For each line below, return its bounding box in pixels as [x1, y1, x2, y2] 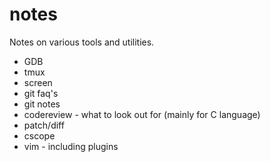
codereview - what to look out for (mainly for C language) [23, 108, 261, 120]
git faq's [23, 87, 59, 99]
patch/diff [23, 119, 65, 131]
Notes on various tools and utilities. [9, 36, 155, 48]
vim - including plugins [23, 140, 119, 152]
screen [23, 76, 53, 88]
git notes [23, 98, 61, 110]
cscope [23, 129, 56, 142]
